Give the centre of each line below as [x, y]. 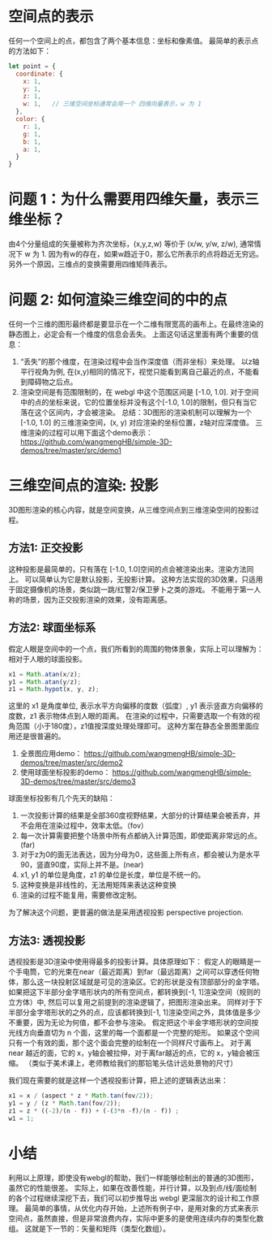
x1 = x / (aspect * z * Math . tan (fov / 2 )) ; [81, 1096]
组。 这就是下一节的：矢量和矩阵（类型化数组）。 [89, 1228]
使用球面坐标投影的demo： [65, 772]
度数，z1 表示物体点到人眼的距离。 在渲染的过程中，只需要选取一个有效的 [131, 716]
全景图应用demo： [51, 754]
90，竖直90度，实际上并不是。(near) [82, 865]
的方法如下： [30, 50]
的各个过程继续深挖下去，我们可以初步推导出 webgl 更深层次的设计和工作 [130, 1198]
